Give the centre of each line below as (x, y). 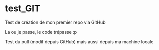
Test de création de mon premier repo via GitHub (55, 22)
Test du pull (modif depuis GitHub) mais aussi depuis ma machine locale (79, 42)
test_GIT (23, 9)
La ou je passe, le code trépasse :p (41, 32)
